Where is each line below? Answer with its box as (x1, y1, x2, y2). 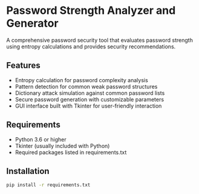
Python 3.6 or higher (15, 135, 67, 143)
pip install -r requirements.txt (6, 182, 91, 188)
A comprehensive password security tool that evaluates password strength (6, 36, 194, 44)
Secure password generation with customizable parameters (15, 95, 165, 103)
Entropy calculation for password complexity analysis (15, 76, 148, 83)
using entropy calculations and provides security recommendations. (6, 43, 176, 50)
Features (6, 60, 41, 71)
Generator (6, 16, 59, 30)
